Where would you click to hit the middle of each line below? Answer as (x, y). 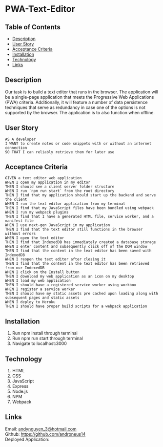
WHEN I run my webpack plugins (37, 213)
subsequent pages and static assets (42, 298)
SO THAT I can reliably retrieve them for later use (60, 152)
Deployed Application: (27, 439)
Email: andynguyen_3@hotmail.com (41, 429)
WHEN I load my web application (38, 281)
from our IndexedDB (25, 268)
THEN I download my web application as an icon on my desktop (70, 277)
